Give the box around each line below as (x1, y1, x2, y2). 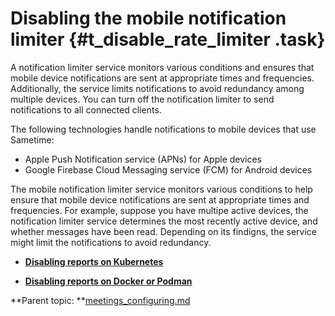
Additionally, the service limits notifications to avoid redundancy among (10, 82, 305, 94)
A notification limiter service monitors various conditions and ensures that (10, 61, 315, 73)
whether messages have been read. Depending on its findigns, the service (10, 225, 317, 237)
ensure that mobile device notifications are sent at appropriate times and (10, 193, 310, 206)
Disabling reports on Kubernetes (24, 255, 164, 267)
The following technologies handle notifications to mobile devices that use (10, 123, 317, 135)
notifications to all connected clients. (10, 103, 162, 116)
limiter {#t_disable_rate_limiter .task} (10, 28, 326, 51)
